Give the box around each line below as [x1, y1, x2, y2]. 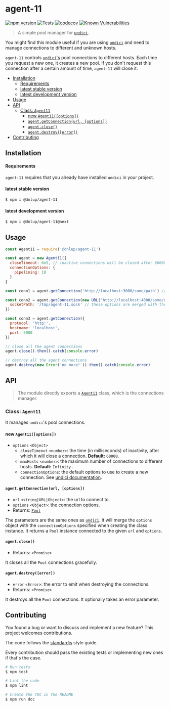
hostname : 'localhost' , [10, 325, 60, 330]
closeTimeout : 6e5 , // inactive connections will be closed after [10, 260, 153, 266]
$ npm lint [5, 683, 28, 688]
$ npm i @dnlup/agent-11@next [5, 219, 69, 224]
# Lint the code [5, 678, 39, 683]
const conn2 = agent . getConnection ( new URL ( [5, 297, 101, 302]
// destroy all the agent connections [5, 358, 87, 363]
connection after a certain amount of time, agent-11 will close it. [5, 65, 138, 71]
